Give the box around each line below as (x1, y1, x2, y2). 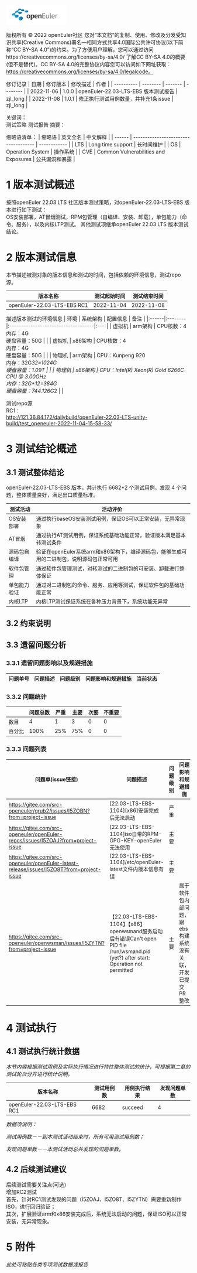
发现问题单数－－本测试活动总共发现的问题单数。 (6, 1146, 124, 1153)
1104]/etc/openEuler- (109, 859, 164, 866)
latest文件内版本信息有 (109, 866, 164, 873)
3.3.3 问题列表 (6, 745, 47, 753)
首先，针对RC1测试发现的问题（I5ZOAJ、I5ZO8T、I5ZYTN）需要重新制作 (6, 1196, 182, 1203)
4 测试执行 (6, 1021, 57, 1035)
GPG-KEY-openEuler (109, 837, 162, 844)
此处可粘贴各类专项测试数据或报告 (6, 1261, 88, 1268)
